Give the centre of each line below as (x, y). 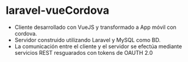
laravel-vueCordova (57, 11)
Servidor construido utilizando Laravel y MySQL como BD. (88, 40)
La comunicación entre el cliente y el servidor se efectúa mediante (98, 46)
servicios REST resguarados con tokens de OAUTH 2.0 (84, 52)
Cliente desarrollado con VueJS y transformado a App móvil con (95, 27)
